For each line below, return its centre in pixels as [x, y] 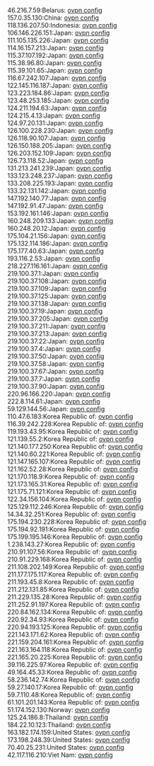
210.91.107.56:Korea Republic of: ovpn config [72, 552]
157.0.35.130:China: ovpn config [53, 18]
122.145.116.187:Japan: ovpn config [58, 85]
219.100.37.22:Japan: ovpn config [56, 341]
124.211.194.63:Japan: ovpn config [57, 108]
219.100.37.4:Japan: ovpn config [54, 349]
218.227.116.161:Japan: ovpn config [58, 266]
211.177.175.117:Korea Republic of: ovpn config [73, 574]
